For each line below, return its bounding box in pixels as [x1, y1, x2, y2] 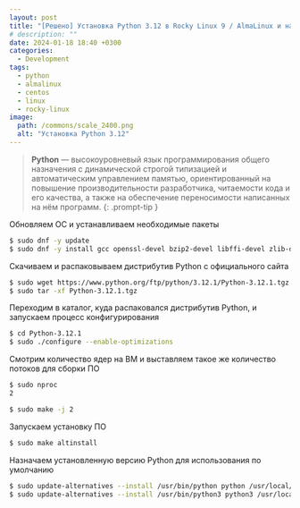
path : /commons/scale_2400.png [17, 122, 134, 131]
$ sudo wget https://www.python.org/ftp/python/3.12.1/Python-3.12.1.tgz [9, 278, 290, 287]
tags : [9, 63, 29, 72]
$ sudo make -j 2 [9, 404, 74, 414]
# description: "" [9, 30, 78, 38]
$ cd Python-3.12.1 [9, 329, 82, 338]
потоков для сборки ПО [9, 363, 100, 374]
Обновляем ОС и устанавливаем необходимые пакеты [9, 218, 220, 229]
